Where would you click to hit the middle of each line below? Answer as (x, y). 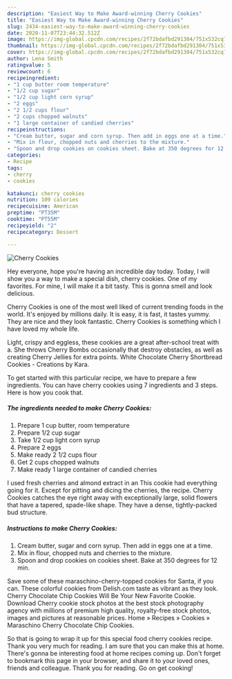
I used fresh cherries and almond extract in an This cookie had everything (112, 483)
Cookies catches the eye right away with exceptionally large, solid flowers (112, 498)
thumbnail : (23, 46)
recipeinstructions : (37, 129)
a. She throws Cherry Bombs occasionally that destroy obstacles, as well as (115, 350)
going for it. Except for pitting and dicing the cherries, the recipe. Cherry (110, 490)
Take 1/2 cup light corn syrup (58, 440)
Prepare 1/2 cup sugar (49, 433)
